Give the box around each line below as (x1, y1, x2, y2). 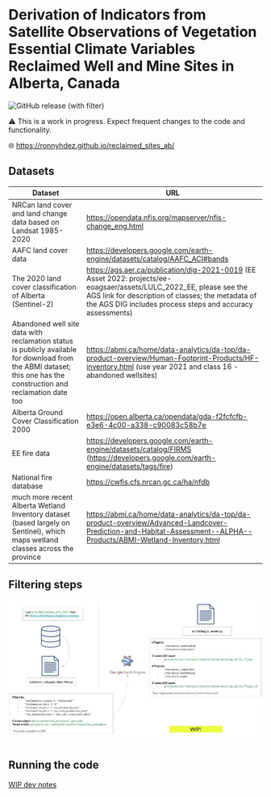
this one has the (11, 371, 65, 380)
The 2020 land (11, 274, 62, 283)
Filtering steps (8, 578, 83, 592)
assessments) (85, 308, 133, 318)
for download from (11, 353, 74, 363)
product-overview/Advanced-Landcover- (85, 518, 228, 528)
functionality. (8, 125, 52, 135)
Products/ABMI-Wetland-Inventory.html (85, 535, 220, 545)
